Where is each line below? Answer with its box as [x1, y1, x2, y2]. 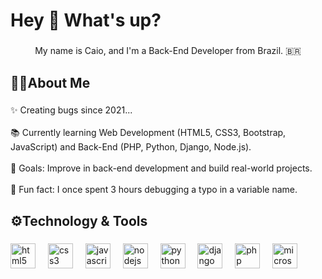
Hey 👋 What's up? [10, 9, 162, 32]
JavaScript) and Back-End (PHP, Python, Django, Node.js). [10, 141, 252, 153]
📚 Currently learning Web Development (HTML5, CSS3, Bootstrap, [10, 127, 287, 139]
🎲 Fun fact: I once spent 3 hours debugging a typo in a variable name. [10, 184, 298, 196]
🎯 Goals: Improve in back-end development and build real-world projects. [10, 162, 313, 174]
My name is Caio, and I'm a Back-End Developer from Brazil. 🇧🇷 [34, 45, 302, 57]
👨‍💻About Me [10, 74, 91, 91]
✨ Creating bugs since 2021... [10, 104, 133, 116]
